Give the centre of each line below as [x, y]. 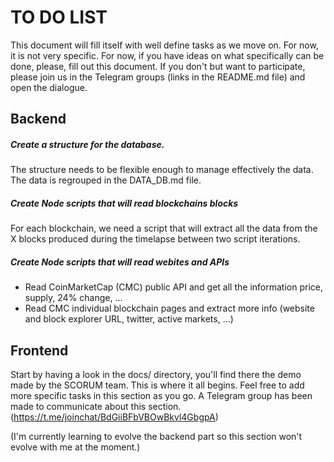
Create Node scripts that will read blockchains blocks [124, 203]
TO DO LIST [59, 17]
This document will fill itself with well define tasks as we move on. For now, [164, 45]
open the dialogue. [49, 87]
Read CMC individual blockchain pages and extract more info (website [169, 308]
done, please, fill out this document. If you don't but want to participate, [158, 66]
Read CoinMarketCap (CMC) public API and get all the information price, [173, 287]
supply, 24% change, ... [73, 298]
